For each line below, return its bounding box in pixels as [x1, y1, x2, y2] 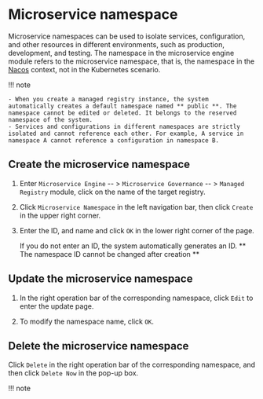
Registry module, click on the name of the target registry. [19, 187, 206, 196]
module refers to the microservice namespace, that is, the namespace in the [8, 57, 255, 66]
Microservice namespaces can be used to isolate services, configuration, [8, 31, 246, 41]
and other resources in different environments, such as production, [8, 39, 225, 49]
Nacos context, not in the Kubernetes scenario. [8, 64, 161, 74]
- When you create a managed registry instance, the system [8, 95, 210, 103]
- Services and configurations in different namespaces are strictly [8, 123, 241, 130]
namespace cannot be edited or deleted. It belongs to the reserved [8, 108, 237, 117]
